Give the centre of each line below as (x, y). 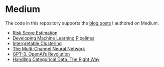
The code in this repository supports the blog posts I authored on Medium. (82, 23)
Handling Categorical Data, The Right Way (56, 59)
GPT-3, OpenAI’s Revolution (41, 54)
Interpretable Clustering (37, 43)
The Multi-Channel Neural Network (49, 48)
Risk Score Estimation (35, 32)
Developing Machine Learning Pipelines (53, 38)
